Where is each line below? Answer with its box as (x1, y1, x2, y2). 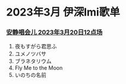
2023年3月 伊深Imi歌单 (6, 5, 120, 19)
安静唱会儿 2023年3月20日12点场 (6, 28, 103, 36)
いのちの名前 (14, 71, 46, 79)
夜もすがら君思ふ (14, 43, 57, 50)
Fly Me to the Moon (14, 64, 63, 71)
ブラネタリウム (14, 58, 52, 65)
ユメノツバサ (14, 50, 46, 57)
